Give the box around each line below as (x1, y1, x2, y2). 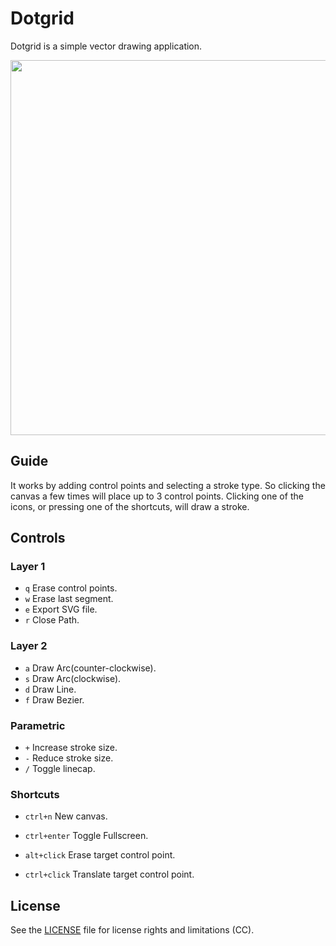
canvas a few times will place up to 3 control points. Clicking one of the (10, 490, 304, 502)
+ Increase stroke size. (24, 742, 118, 754)
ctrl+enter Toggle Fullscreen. (24, 830, 149, 842)
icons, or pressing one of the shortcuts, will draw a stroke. (10, 500, 250, 512)
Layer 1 (10, 560, 46, 574)
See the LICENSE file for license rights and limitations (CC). (10, 924, 255, 936)
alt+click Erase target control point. (24, 849, 176, 861)
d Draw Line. (24, 683, 77, 695)
